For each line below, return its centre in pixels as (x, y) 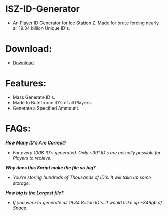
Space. (20, 208)
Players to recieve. (32, 158)
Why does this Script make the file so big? (51, 167)
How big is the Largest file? (35, 193)
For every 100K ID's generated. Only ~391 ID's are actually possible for (87, 152)
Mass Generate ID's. (34, 97)
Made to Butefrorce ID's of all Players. (52, 102)
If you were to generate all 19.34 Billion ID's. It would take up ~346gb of (88, 202)
